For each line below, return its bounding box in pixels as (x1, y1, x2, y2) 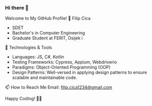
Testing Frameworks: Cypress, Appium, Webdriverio (12, 59, 117, 65)
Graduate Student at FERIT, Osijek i (12, 35, 83, 41)
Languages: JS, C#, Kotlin (12, 54, 64, 60)
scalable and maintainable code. (12, 75, 77, 81)
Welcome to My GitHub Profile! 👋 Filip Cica (5, 16, 91, 21)
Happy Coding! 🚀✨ (5, 96, 42, 102)
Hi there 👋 (5, 4, 29, 11)
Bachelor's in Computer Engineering (12, 30, 85, 36)
